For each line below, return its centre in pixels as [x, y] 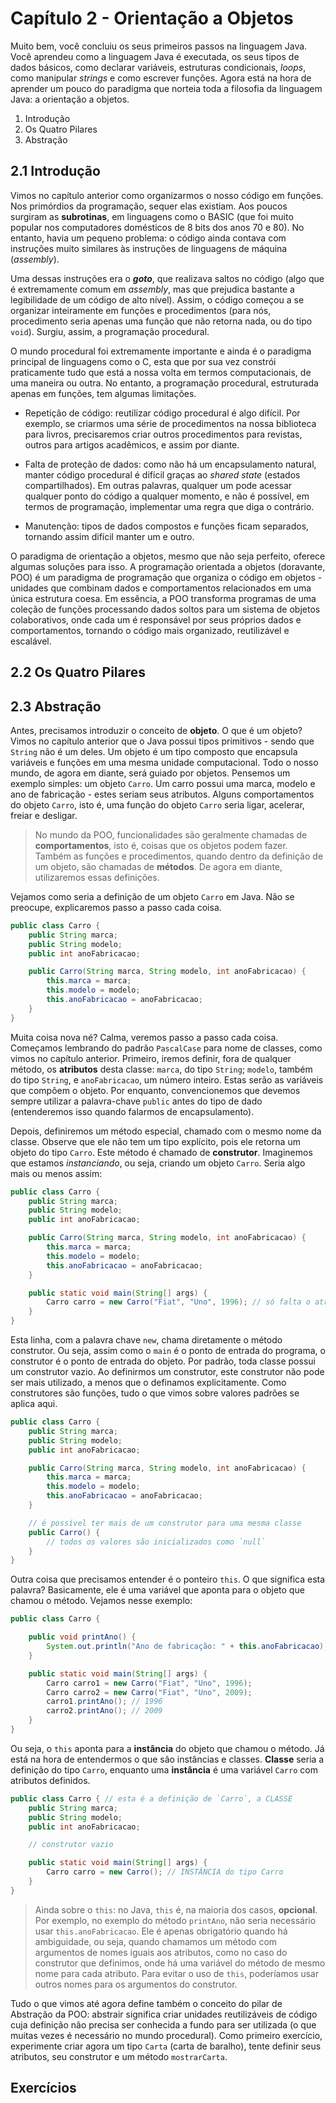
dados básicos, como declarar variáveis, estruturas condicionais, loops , [158, 67]
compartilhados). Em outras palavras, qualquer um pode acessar [158, 485]
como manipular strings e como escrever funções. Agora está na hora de [161, 78]
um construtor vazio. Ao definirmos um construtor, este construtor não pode [167, 1372]
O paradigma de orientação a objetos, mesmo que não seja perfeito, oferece [168, 556]
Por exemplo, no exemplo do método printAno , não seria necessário [175, 1920]
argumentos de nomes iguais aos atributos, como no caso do [161, 1952]
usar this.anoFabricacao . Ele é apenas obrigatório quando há [161, 1931]
